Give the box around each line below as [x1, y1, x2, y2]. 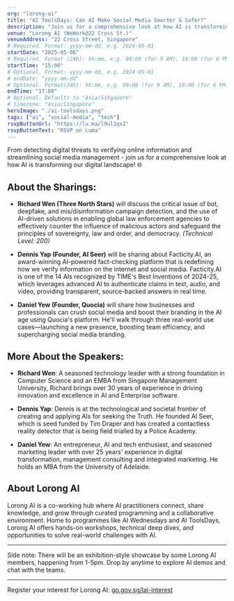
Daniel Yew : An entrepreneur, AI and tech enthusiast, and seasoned [17, 440, 212, 448]
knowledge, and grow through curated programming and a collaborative [7, 508, 214, 517]
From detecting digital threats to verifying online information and [7, 146, 192, 154]
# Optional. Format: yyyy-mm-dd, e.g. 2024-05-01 [7, 68, 155, 75]
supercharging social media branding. [17, 330, 127, 338]
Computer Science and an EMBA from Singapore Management [17, 377, 197, 384]
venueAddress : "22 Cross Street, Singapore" [7, 36, 139, 43]
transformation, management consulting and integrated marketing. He [17, 455, 218, 463]
